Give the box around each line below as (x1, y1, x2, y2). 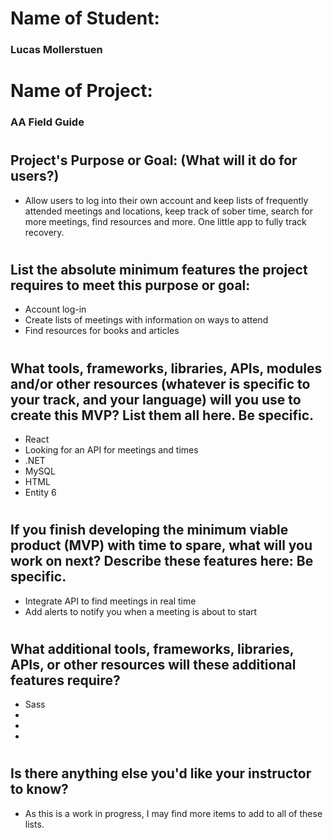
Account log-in (24, 303, 87, 316)
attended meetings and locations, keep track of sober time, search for (24, 205, 313, 217)
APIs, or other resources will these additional (10, 656, 297, 673)
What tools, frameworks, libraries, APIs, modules (10, 360, 323, 377)
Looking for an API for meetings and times (24, 444, 199, 456)
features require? (10, 672, 121, 689)
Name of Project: (10, 80, 153, 102)
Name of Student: (10, 7, 160, 30)
